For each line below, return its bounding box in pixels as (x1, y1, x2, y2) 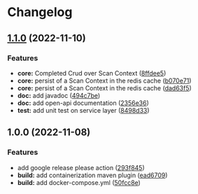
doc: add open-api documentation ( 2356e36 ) (17, 99, 149, 107)
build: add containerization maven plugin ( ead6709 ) (17, 171, 168, 179)
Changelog (7, 4, 73, 20)
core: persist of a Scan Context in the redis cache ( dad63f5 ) (17, 83, 192, 92)
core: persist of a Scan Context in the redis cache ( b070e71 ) (17, 76, 192, 85)
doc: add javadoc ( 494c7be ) (17, 91, 101, 99)
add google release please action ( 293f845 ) (17, 163, 145, 172)
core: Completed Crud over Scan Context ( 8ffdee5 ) (17, 69, 167, 77)
